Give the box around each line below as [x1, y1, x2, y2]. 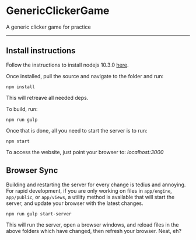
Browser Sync [6, 165, 58, 176]
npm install [6, 84, 35, 90]
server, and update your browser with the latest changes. [6, 200, 144, 207]
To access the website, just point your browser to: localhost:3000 [6, 148, 164, 155]
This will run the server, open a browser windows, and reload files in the [6, 221, 179, 228]
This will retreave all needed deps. [6, 94, 89, 101]
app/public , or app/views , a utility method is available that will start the [6, 193, 175, 200]
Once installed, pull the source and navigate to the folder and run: [6, 72, 164, 79]
